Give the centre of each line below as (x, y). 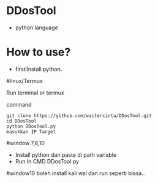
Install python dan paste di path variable (66, 155)
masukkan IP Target (31, 132)
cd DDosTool (21, 121)
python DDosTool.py (31, 126)
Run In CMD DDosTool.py (47, 161)
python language (36, 27)
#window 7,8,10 (25, 143)
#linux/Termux (24, 81)
